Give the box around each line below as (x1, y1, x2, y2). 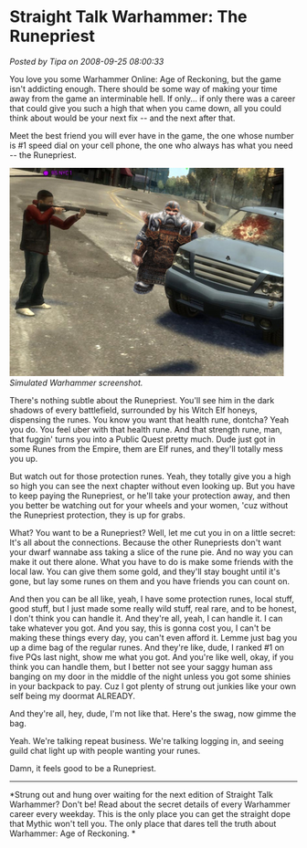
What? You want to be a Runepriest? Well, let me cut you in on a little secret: (9, 527, 296, 538)
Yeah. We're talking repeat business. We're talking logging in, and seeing (9, 735, 284, 746)
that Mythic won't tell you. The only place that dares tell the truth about (9, 818, 277, 829)
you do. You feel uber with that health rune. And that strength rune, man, (9, 424, 283, 434)
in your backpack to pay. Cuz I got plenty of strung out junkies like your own (9, 680, 297, 691)
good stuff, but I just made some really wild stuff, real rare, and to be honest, (9, 602, 297, 613)
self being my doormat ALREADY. (9, 690, 135, 701)
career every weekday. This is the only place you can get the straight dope (9, 808, 291, 819)
